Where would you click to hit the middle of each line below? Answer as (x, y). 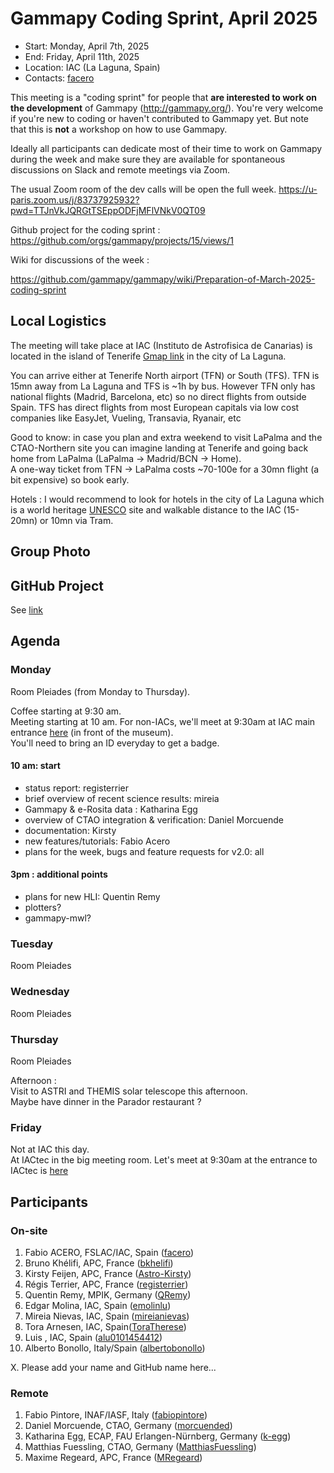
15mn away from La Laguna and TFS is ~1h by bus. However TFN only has (163, 386)
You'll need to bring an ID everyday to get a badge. (115, 743)
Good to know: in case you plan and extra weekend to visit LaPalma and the (166, 437)
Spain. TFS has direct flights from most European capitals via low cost (155, 407)
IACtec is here (39, 1171)
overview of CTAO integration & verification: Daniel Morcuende (154, 819)
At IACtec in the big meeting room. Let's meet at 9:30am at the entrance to (164, 1160)
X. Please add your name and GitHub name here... (113, 1367)
